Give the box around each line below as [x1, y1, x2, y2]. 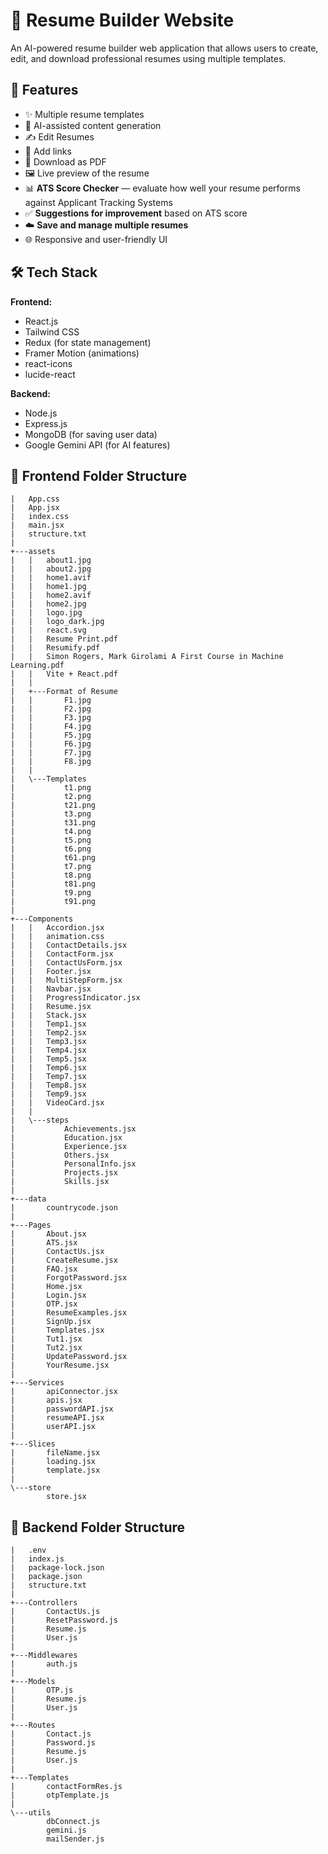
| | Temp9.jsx [10, 1089, 87, 1099]
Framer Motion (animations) [24, 347, 140, 359]
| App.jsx [10, 503, 60, 513]
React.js [24, 315, 59, 327]
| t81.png [10, 879, 97, 889]
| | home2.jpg [10, 599, 87, 609]
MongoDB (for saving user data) [24, 428, 158, 440]
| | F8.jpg [10, 757, 92, 767]
